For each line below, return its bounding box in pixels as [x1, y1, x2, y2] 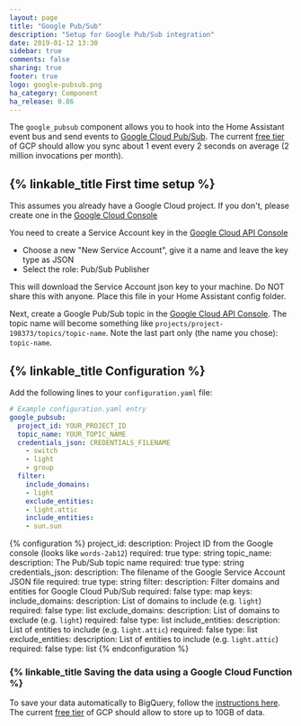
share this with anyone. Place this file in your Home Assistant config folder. [9, 291, 287, 302]
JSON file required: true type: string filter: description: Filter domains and [9, 576, 280, 587]
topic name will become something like [9, 318, 154, 329]
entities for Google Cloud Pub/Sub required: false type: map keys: [9, 586, 253, 597]
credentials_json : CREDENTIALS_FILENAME [17, 438, 171, 447]
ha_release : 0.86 [9, 96, 75, 106]
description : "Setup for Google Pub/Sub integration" [9, 30, 216, 39]
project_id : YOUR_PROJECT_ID [17, 421, 127, 431]
